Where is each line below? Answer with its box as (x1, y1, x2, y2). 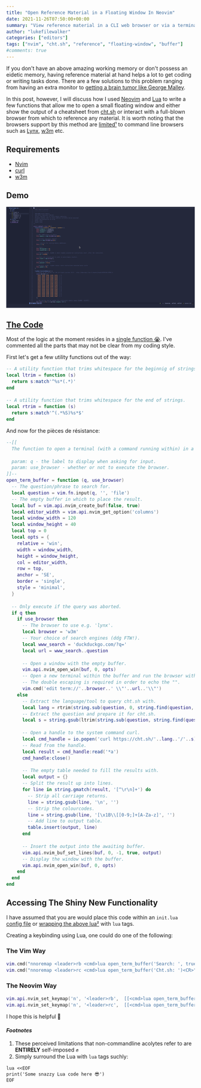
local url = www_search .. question (22, 648, 109, 654)
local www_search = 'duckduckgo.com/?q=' (22, 641, 127, 648)
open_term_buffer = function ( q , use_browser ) (6, 478, 124, 484)
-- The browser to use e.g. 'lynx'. (22, 622, 114, 628)
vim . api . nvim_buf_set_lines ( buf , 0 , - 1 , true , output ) (22, 850, 162, 856)
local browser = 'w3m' (22, 629, 79, 635)
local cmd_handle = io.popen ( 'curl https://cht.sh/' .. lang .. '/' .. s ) (22, 736, 197, 742)
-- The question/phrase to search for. (11, 484, 111, 490)
